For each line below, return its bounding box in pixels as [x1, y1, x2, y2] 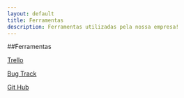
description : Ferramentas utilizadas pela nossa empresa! [7, 23, 179, 30]
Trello [7, 56, 24, 64]
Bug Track [7, 69, 37, 78]
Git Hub [7, 83, 29, 92]
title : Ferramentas [7, 17, 64, 24]
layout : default [7, 10, 54, 17]
